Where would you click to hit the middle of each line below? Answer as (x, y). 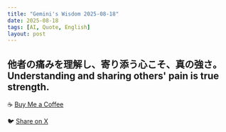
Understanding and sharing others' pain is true (113, 76)
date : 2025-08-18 (33, 21)
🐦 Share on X (28, 121)
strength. (28, 87)
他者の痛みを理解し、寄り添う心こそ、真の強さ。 (115, 64)
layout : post (27, 34)
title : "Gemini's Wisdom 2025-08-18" (63, 14)
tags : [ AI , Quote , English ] (49, 27)
